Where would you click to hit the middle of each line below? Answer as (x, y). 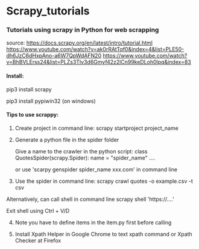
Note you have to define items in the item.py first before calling (93, 222)
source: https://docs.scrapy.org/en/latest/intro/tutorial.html (79, 43)
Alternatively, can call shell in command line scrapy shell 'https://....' (90, 199)
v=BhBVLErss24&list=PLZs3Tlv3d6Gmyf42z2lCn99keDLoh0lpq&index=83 (99, 62)
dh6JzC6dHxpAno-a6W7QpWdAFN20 (54, 56)
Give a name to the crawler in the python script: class (81, 151)
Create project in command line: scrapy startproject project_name (97, 128)
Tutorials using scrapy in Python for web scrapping (83, 30)
